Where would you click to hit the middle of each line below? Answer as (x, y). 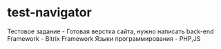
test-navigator (49, 13)
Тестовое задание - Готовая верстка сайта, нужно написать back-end (110, 31)
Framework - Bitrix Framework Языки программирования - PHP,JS (104, 38)
